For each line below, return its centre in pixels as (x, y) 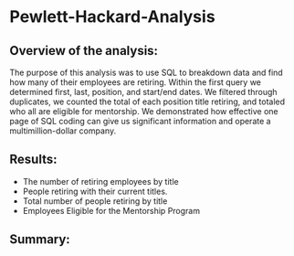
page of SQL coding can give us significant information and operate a (140, 121)
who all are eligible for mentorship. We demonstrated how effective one (144, 111)
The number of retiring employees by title (101, 181)
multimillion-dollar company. (63, 131)
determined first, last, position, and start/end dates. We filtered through (143, 92)
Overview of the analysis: (84, 51)
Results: (33, 160)
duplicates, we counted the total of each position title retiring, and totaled (147, 101)
